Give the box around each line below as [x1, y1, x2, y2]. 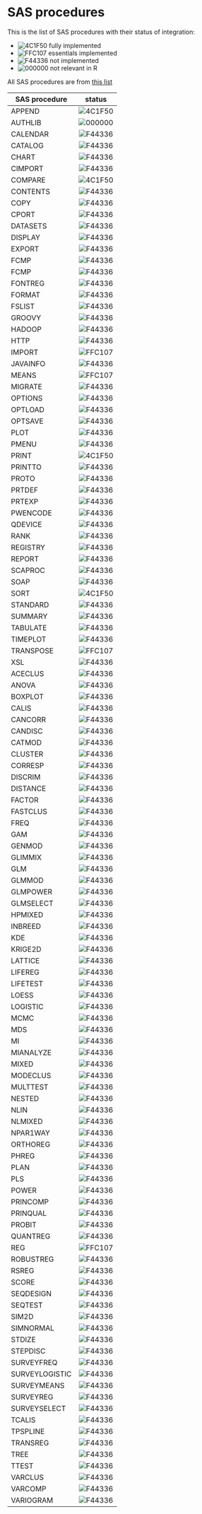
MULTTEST [11, 1082, 49, 1092]
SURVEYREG [11, 1392, 54, 1402]
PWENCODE [11, 508, 52, 518]
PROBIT [11, 1219, 37, 1229]
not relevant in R [49, 64, 97, 72]
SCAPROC [11, 565, 46, 575]
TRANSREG [11, 1438, 49, 1448]
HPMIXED [11, 909, 44, 919]
